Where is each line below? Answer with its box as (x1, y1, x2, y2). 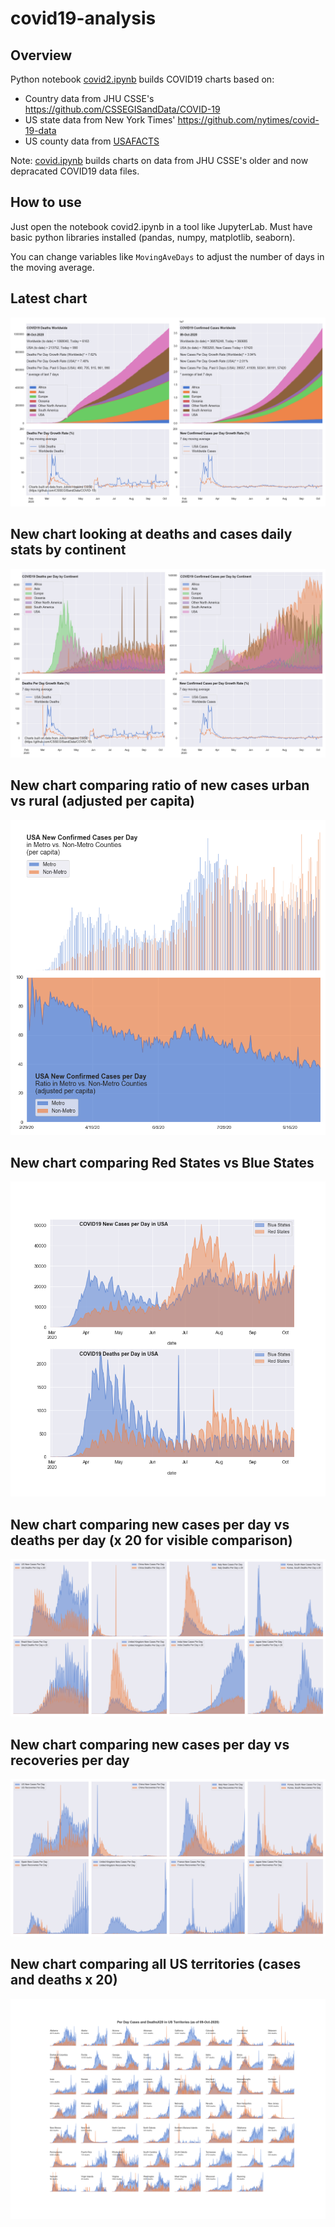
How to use (10, 194, 82, 211)
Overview (10, 47, 73, 64)
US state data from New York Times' (24, 114, 176, 126)
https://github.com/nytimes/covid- (177, 114, 320, 126)
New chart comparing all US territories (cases (10, 1956, 302, 1973)
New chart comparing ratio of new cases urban (10, 777, 310, 794)
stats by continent (10, 542, 127, 559)
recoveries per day (10, 1752, 130, 1769)
